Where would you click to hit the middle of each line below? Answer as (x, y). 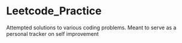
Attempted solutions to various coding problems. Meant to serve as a (91, 27)
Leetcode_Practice (54, 11)
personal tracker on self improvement (52, 33)
